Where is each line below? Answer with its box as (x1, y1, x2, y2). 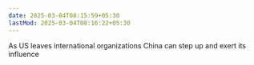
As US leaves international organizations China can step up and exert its (8, 40, 247, 50)
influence (8, 49, 40, 59)
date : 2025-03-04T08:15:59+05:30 (8, 11, 120, 20)
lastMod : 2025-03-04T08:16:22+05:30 (8, 19, 131, 27)
